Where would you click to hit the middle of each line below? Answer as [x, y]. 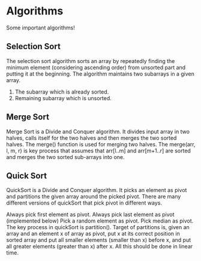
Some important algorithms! [40, 28]
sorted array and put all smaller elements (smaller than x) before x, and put [99, 240]
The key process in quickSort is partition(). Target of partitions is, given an [98, 227]
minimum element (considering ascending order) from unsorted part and [96, 67]
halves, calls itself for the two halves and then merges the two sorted [91, 138]
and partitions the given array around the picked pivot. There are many [94, 197]
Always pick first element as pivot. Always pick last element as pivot [91, 215]
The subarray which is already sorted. [62, 92]
